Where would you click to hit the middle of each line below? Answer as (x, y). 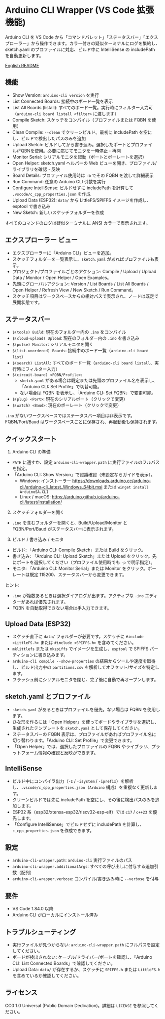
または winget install (126, 487)
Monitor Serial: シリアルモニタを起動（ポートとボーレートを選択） (79, 157)
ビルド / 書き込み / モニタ (38, 539)
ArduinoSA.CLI (34, 492)
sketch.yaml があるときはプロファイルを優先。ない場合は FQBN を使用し (86, 709)
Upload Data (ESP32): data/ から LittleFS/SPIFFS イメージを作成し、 (82, 200)
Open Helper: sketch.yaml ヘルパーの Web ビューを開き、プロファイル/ (84, 163)
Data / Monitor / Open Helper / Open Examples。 (62, 278)
